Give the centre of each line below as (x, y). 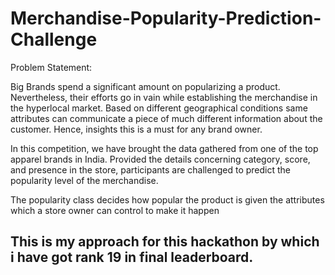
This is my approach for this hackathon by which (165, 242)
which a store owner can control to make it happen (115, 210)
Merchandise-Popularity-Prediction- (166, 18)
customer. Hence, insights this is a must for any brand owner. (136, 129)
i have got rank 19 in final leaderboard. (132, 257)
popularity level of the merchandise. (84, 180)
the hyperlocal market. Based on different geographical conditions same (159, 108)
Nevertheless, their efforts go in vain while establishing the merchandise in (164, 97)
